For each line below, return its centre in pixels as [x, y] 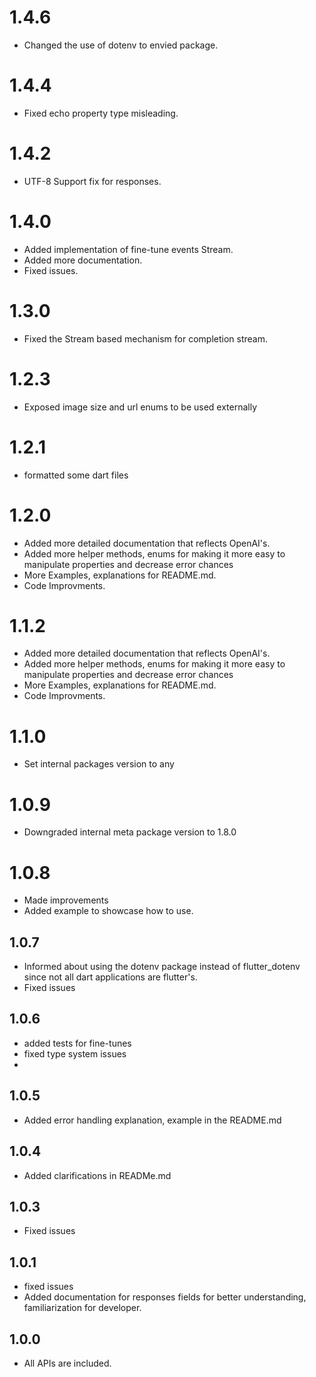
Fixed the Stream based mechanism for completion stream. [146, 338]
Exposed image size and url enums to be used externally [140, 407]
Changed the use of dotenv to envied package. [121, 45]
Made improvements [66, 900]
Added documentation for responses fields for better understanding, [165, 1297]
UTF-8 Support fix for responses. [92, 181]
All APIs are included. [67, 1363]
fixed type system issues [75, 1053]
